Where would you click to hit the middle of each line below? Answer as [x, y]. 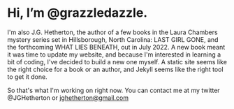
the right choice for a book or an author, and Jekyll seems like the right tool [115, 69]
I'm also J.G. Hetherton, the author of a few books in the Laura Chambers [112, 32]
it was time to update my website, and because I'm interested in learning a [114, 54]
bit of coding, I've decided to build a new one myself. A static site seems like [117, 61]
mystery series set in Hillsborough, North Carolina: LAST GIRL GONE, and [113, 39]
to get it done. [27, 77]
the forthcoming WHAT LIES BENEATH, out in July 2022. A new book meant [116, 47]
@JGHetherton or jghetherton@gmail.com [68, 97]
